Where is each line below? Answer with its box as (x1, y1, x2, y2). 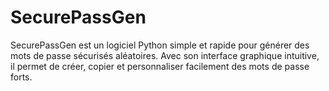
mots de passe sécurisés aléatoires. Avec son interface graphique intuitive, (10, 49, 320, 61)
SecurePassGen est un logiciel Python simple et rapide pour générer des (10, 39, 310, 51)
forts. (10, 71, 33, 83)
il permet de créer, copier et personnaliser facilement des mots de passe (10, 60, 310, 72)
